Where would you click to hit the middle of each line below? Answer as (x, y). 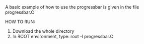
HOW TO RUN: (20, 22)
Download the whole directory (43, 31)
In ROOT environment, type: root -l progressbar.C (63, 36)
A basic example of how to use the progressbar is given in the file (72, 7)
